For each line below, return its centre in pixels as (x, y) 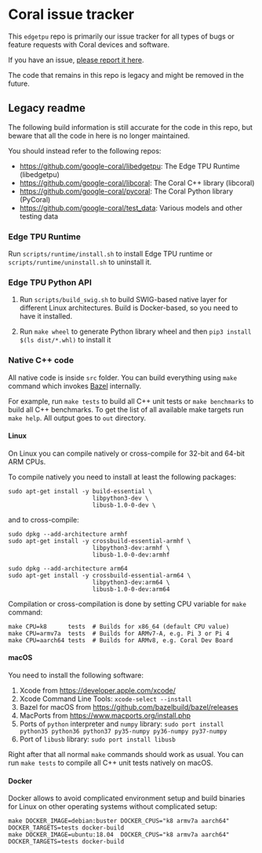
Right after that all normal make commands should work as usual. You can (126, 755)
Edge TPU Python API (50, 282)
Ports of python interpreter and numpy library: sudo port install (122, 724)
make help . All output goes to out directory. (77, 418)
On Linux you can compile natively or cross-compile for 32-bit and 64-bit (127, 453)
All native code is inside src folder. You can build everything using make (123, 377)
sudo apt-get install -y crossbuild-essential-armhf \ (100, 541)
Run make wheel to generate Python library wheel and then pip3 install (135, 331)
